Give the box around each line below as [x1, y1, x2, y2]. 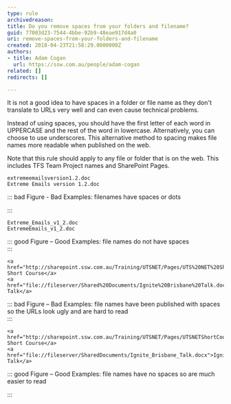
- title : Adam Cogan [7, 55, 67, 62]
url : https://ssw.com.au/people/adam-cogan [13, 61, 140, 68]
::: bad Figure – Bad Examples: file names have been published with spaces [7, 300, 221, 309]
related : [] [7, 67, 41, 74]
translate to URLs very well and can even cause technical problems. [7, 106, 199, 114]
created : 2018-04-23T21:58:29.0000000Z [7, 42, 122, 49]
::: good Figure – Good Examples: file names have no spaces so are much [7, 370, 215, 378]
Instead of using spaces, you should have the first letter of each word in [7, 119, 211, 128]
